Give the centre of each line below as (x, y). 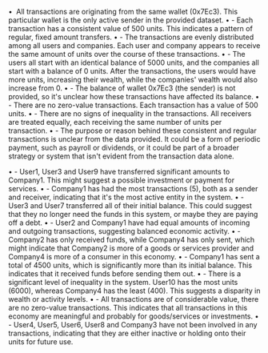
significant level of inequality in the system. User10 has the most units (123, 282)
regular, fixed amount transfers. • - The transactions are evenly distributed (131, 37)
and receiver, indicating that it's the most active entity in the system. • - (126, 197)
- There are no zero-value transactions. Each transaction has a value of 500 (133, 105)
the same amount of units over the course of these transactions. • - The (127, 54)
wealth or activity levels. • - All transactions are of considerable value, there (134, 299)
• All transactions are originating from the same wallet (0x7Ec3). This (123, 12)
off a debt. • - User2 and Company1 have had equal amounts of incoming (129, 223)
